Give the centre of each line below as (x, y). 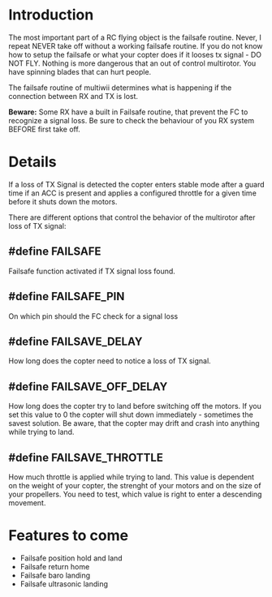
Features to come (68, 536)
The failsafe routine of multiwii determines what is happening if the (120, 88)
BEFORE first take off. (45, 129)
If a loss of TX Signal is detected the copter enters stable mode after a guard (136, 184)
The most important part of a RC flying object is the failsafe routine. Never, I (135, 37)
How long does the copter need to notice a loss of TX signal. (110, 361)
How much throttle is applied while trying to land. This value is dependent (131, 477)
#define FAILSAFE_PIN (67, 296)
